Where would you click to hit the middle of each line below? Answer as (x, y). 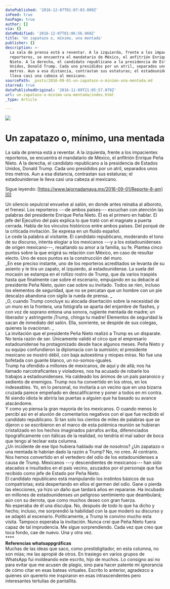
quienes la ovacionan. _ (30, 328)
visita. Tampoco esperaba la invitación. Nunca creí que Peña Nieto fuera (80, 522)
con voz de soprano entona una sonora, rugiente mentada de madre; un (80, 312)
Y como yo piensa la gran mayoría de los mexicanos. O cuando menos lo (81, 409)
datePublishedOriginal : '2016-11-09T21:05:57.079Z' (61, 90)
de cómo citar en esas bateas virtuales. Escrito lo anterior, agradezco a (79, 570)
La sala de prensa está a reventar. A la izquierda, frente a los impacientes (81, 152)
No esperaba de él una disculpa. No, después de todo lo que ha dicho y (80, 506)
